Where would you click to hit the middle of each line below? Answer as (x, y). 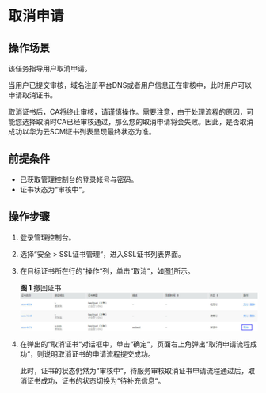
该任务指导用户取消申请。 (50, 68)
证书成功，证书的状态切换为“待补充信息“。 (96, 381)
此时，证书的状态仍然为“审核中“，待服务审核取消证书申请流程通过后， (134, 371)
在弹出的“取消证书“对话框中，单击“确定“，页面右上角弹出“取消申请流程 (135, 344)
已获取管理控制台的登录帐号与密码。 (79, 179)
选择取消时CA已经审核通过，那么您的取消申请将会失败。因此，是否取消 (138, 122)
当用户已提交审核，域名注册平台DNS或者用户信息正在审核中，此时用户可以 (130, 85)
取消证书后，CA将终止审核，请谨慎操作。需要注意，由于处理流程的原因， (127, 112)
